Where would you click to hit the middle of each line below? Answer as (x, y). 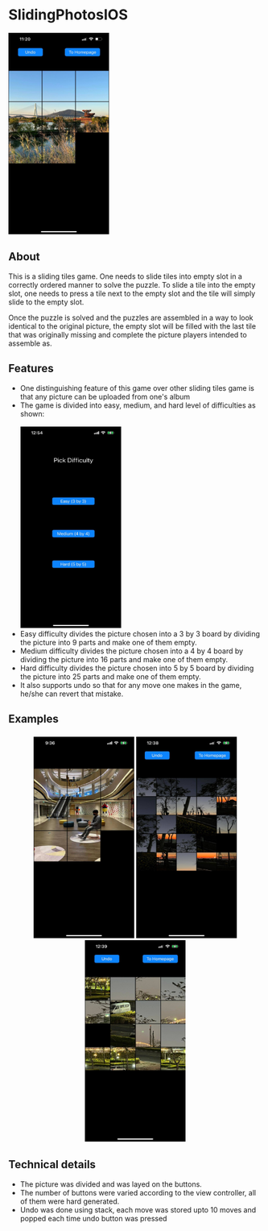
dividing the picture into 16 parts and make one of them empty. (124, 659)
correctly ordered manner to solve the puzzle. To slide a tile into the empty (132, 284)
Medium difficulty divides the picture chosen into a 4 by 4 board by (132, 651)
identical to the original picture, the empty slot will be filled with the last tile (132, 326)
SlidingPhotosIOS (68, 15)
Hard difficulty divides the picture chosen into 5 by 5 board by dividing (137, 668)
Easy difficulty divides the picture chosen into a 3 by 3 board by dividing (140, 633)
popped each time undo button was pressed (93, 1218)
